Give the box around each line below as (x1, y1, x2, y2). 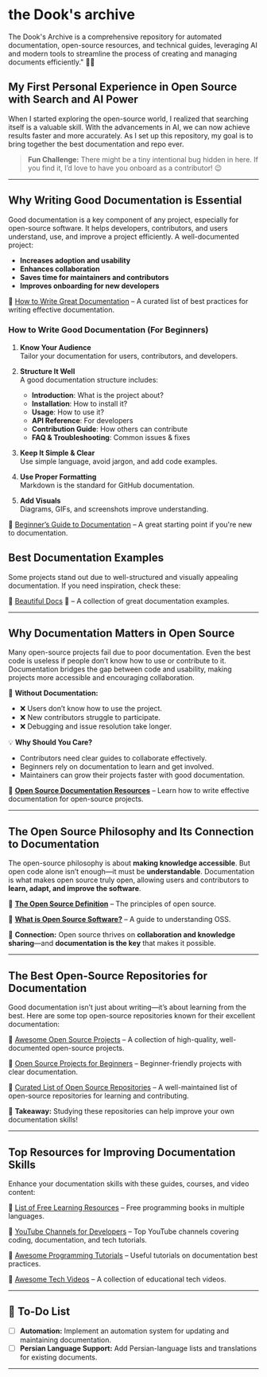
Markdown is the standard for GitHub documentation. (19, 480, 195, 490)
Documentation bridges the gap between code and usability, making (8, 664, 232, 674)
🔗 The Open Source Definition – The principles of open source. (8, 899, 217, 908)
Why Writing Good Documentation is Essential (8, 193, 242, 208)
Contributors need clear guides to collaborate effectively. (19, 753, 207, 763)
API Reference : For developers (31, 415, 133, 425)
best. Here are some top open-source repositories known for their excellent (8, 1011, 256, 1021)
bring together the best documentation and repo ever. (8, 139, 184, 149)
